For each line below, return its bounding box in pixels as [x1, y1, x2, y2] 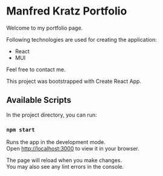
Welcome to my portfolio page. [6, 24, 83, 31]
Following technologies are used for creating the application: [6, 36, 157, 43]
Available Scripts [6, 95, 71, 105]
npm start [6, 126, 35, 133]
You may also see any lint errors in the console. [6, 163, 124, 171]
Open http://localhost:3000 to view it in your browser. [6, 145, 140, 152]
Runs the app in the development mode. [6, 139, 106, 146]
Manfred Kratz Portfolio [6, 4, 127, 18]
